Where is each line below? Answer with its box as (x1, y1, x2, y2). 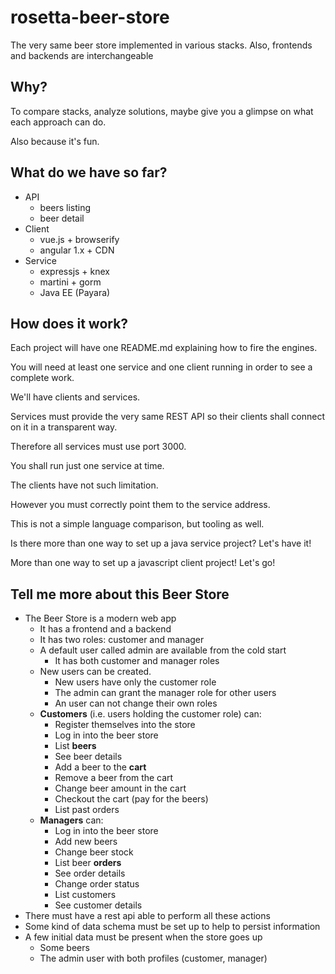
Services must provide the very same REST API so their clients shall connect (10, 411, 325, 423)
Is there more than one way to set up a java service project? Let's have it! (10, 537, 312, 550)
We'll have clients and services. (10, 391, 141, 403)
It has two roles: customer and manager (39, 634, 205, 646)
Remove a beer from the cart (54, 772, 174, 784)
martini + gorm (39, 276, 102, 288)
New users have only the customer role (54, 676, 217, 688)
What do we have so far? (10, 164, 168, 181)
